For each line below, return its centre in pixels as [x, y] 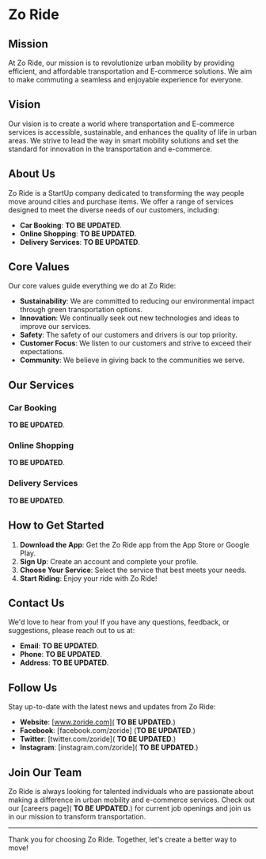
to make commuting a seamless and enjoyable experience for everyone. [126, 80]
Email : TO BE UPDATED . [59, 646]
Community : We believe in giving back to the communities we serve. [132, 360]
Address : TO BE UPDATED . [64, 662]
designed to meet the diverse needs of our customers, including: [114, 210]
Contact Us [36, 603]
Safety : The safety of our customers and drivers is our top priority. [128, 335]
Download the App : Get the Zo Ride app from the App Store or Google [134, 544]
